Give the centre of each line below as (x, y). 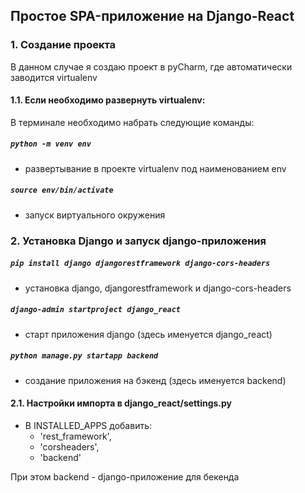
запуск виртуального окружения (95, 215)
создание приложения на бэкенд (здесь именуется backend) (155, 380)
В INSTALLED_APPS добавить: (88, 425)
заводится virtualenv (54, 77)
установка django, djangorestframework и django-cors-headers (158, 288)
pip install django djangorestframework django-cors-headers (140, 264)
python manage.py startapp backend (84, 356)
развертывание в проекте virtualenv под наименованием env (155, 168)
